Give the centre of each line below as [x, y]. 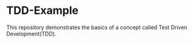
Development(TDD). [31, 33]
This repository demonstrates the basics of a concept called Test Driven [97, 27]
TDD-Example [43, 11]
